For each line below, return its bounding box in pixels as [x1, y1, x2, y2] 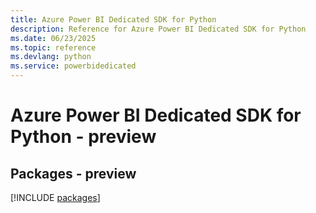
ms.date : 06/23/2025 [10, 33, 97, 43]
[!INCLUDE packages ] [10, 192, 101, 203]
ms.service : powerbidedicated [10, 61, 137, 71]
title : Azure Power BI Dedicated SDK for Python [10, 14, 217, 25]
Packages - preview [10, 165, 137, 182]
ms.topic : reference [10, 42, 97, 53]
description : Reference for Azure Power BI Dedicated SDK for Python [10, 24, 307, 34]
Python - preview [10, 126, 157, 148]
